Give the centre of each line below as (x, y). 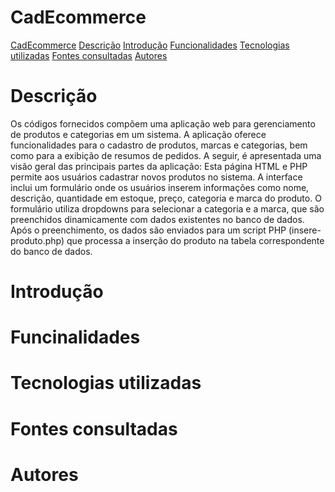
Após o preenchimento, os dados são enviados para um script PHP (148, 230)
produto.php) (37, 240)
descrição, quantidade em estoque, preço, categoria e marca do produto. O (166, 198)
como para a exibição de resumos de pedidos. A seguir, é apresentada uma (166, 155)
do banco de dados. (51, 251)
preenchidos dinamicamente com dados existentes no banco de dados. (157, 219)
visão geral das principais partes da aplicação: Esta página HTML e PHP (159, 166)
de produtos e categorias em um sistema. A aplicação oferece (138, 134)
